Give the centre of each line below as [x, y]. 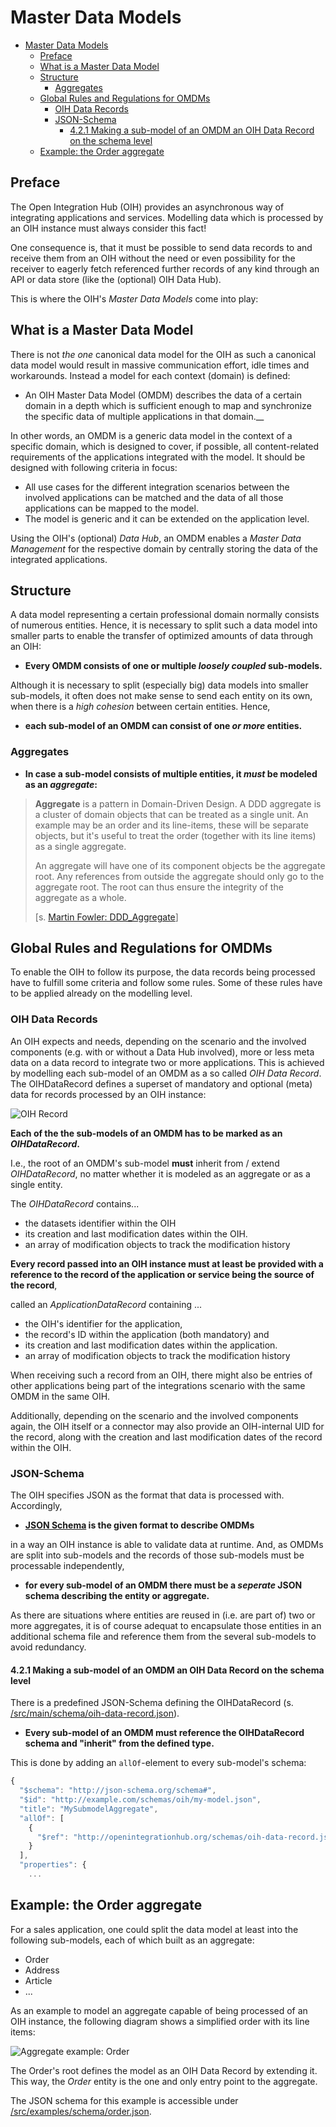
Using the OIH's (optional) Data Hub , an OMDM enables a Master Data [156, 538]
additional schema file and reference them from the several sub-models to [163, 1637]
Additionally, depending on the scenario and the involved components [154, 1415]
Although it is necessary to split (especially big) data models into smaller [159, 685]
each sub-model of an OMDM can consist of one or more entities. [163, 726]
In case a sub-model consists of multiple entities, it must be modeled [171, 773]
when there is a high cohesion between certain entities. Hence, [140, 707]
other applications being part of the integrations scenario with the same [158, 1385]
